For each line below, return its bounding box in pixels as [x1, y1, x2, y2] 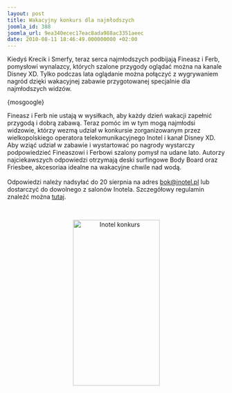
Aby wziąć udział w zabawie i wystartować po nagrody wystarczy [7, 141, 195, 149]
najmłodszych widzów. [7, 85, 72, 93]
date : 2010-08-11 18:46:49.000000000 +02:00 [7, 36, 138, 43]
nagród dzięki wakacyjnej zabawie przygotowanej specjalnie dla [7, 77, 190, 85]
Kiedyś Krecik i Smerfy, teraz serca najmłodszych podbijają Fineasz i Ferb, [7, 55, 220, 63]
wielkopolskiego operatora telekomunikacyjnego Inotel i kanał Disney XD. [7, 133, 216, 142]
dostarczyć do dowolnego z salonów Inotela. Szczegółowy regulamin [7, 185, 204, 194]
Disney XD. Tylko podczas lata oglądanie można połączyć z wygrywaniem [7, 70, 219, 78]
